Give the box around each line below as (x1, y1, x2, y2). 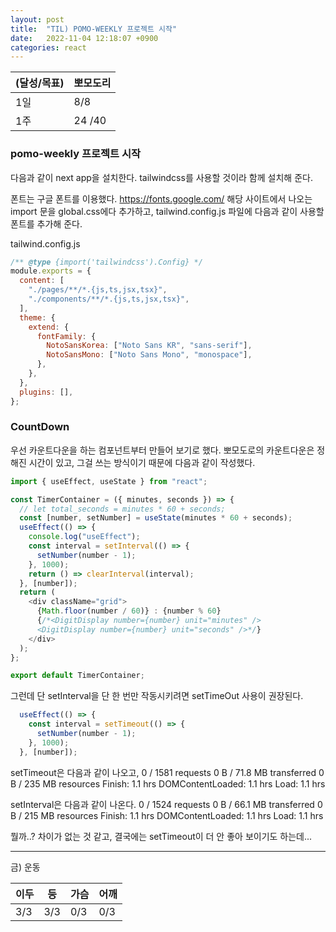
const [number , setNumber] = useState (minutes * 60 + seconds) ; (19, 513, 293, 523)
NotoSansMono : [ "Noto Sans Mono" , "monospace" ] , (46, 350, 253, 360)
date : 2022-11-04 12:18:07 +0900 (10, 33, 159, 43)
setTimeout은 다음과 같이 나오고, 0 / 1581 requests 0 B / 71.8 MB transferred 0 (10, 766, 325, 778)
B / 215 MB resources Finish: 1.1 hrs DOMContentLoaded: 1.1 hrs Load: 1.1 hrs (10, 809, 324, 821)
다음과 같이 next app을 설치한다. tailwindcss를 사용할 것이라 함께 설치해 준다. (10, 171, 313, 183)
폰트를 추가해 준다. (10, 217, 83, 230)
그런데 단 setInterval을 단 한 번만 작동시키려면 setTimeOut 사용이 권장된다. (10, 690, 304, 702)
